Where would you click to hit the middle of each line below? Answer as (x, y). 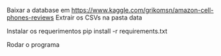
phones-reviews (30, 17)
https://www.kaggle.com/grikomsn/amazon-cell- (142, 10)
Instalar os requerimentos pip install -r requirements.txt (87, 31)
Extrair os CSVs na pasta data (99, 17)
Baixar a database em (38, 10)
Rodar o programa (33, 44)
